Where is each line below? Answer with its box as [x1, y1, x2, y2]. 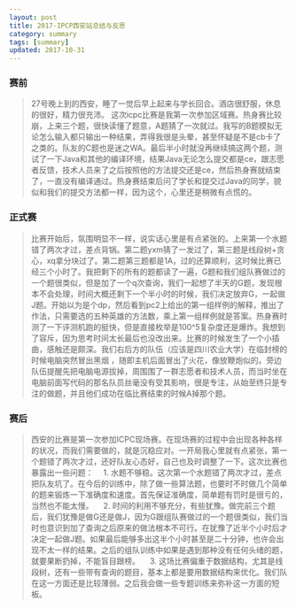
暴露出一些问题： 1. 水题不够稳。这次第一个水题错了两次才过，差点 [30, 467, 282, 478]
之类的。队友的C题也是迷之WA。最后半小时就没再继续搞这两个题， [30, 142, 275, 153]
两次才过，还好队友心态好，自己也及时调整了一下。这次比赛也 [61, 457, 288, 467]
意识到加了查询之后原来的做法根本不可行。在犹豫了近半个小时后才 [46, 523, 288, 534]
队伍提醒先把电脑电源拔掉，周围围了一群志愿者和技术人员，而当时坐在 [30, 366, 288, 376]
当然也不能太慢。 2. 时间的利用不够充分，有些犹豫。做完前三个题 [30, 501, 277, 512]
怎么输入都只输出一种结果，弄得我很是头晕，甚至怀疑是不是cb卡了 [38, 132, 282, 142]
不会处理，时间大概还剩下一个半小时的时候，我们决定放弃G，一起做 [38, 289, 286, 299]
